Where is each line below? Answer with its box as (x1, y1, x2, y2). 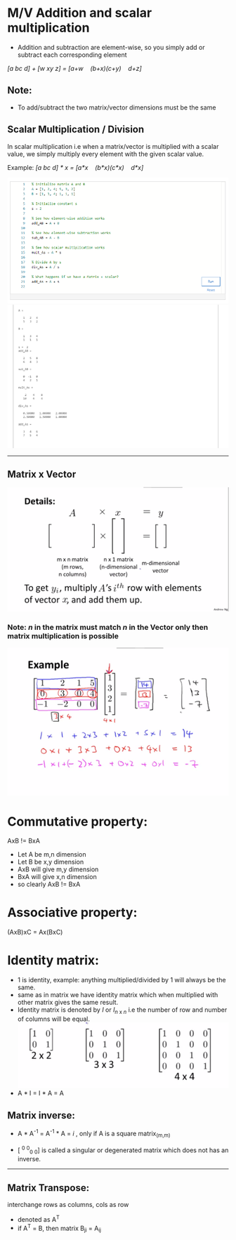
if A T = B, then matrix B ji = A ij (17, 1222, 102, 1234)
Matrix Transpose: (7, 1182, 90, 1194)
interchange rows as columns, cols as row (7, 1201, 129, 1209)
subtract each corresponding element (17, 51, 128, 59)
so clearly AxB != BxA (17, 880, 81, 889)
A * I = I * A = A (17, 1089, 65, 1097)
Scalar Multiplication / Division (7, 124, 145, 136)
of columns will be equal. (17, 1015, 90, 1023)
